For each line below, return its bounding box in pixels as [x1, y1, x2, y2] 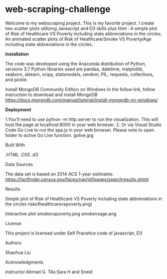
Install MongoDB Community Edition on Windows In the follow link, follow [5, 86, 156, 92]
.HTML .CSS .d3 [5, 151, 38, 157]
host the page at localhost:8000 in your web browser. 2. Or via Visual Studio [5, 121, 162, 127]
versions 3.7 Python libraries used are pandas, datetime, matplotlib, [5, 66, 144, 72]
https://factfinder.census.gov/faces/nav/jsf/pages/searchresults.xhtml [5, 176, 149, 182]
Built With [5, 141, 25, 148]
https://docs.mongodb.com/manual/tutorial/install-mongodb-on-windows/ [5, 96, 158, 103]
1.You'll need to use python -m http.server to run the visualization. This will [5, 116, 159, 122]
